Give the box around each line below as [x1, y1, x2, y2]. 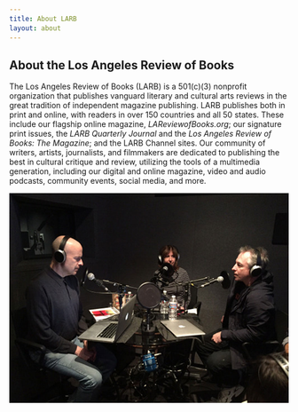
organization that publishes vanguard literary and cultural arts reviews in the [9, 91, 287, 101]
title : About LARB [9, 14, 77, 23]
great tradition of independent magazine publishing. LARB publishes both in [9, 100, 286, 111]
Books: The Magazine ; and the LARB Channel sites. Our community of [9, 138, 266, 148]
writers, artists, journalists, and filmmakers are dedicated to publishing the [9, 147, 280, 158]
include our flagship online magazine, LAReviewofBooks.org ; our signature [9, 119, 282, 130]
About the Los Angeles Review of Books [9, 58, 235, 73]
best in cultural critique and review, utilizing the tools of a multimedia [9, 156, 260, 168]
